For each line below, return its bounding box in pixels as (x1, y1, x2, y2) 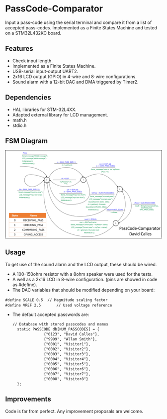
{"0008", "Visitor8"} (44, 376, 88, 381)
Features (5, 44, 33, 53)
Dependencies (5, 93, 51, 102)
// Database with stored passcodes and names (12, 321, 108, 326)
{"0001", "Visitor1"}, (44, 341, 91, 346)
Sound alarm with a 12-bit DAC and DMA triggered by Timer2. (12, 79, 139, 85)
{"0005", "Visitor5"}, (44, 361, 91, 366)
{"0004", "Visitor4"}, (44, 356, 91, 361)
